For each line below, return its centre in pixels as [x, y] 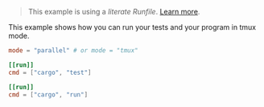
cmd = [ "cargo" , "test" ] [50, 72]
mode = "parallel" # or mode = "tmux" [73, 51]
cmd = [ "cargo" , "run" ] [48, 95]
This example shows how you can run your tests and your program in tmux [132, 27]
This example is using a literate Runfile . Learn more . [114, 12]
